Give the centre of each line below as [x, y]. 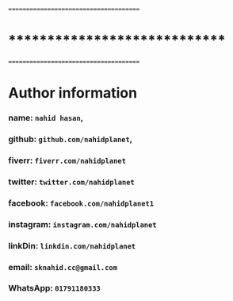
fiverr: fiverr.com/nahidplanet [67, 160]
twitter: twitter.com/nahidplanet [71, 182]
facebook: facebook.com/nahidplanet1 [81, 203]
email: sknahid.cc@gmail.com [63, 267]
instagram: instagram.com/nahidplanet [82, 224]
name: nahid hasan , [46, 118]
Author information [73, 93]
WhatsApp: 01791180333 [54, 288]
